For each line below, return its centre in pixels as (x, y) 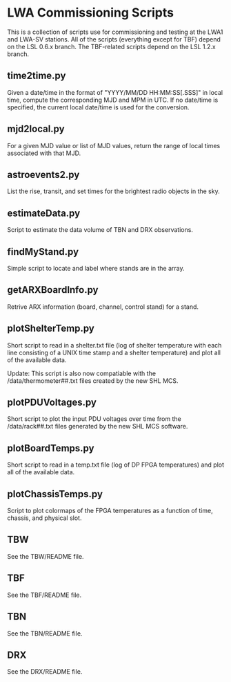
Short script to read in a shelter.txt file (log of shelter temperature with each (114, 345)
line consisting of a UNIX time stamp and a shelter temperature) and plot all (114, 352)
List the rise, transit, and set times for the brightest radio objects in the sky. (113, 191)
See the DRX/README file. (45, 672)
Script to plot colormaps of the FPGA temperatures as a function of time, (110, 511)
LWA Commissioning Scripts (91, 13)
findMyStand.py (43, 252)
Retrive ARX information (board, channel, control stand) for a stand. (103, 307)
